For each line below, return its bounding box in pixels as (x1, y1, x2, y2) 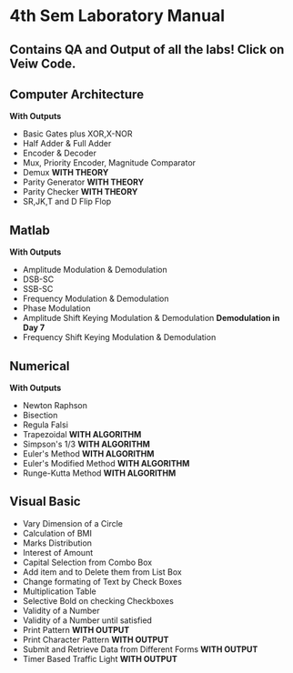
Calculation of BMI (22, 527, 93, 538)
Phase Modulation (22, 303, 91, 314)
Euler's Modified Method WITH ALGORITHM (22, 458, 190, 469)
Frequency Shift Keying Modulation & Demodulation (22, 332, 217, 343)
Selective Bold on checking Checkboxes (22, 595, 175, 606)
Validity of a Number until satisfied (22, 615, 153, 626)
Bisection (22, 410, 58, 421)
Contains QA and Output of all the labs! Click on (9, 42, 285, 57)
